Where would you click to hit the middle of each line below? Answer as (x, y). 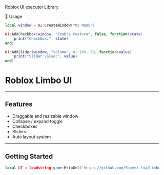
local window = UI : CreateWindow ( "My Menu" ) (50, 25)
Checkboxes (25, 126)
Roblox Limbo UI (39, 80)
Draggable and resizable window (45, 116)
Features (19, 104)
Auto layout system (31, 137)
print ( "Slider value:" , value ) (46, 56)
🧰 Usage (14, 16)
